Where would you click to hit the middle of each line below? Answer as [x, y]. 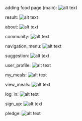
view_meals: [18, 85]
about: [12, 27]
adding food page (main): [31, 8]
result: [12, 17]
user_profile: [18, 65]
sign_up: [14, 104]
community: [17, 36]
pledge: [13, 113]
